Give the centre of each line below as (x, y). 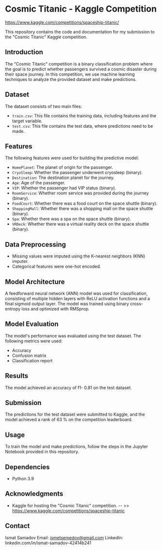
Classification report (32, 360)
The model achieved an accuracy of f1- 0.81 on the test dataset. (68, 388)
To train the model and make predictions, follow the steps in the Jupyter (77, 447)
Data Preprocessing (36, 244)
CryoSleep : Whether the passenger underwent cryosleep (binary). (77, 173)
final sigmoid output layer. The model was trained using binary (67, 304)
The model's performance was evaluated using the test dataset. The (73, 336)
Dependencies (27, 467)
